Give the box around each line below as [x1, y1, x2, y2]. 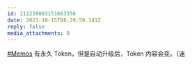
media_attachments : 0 [7, 29, 70, 37]
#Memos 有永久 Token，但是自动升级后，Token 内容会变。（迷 [7, 49, 186, 58]
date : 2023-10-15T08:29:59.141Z [7, 17, 101, 24]
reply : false [7, 23, 45, 30]
